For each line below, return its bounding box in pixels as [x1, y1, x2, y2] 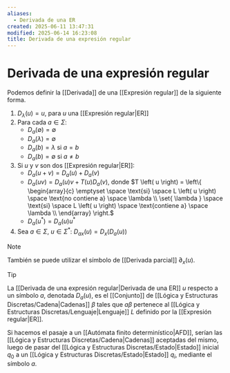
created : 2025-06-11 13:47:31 [7, 23, 95, 30]
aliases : [7, 10, 32, 17]
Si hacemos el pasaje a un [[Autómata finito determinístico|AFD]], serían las [7, 329, 223, 337]
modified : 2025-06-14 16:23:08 [7, 29, 97, 37]
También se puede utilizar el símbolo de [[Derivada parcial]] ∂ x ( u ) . [7, 256, 195, 266]
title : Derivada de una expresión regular [7, 36, 131, 43]
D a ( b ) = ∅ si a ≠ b [27, 153, 79, 162]
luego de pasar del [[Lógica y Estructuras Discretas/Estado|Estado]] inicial [7, 343, 219, 352]
